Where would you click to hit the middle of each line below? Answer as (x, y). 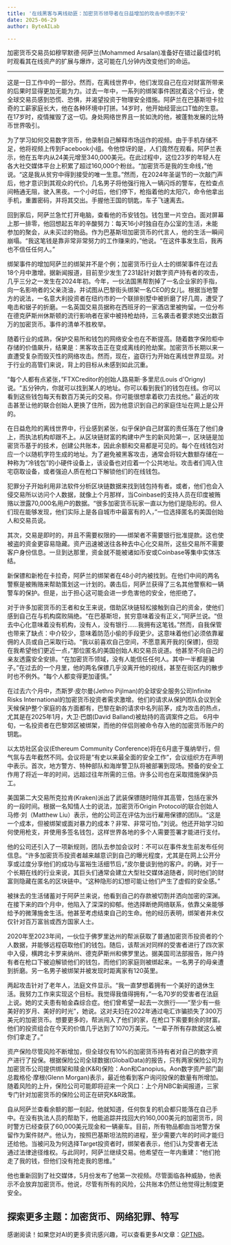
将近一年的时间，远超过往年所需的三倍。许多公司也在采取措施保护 (118, 775)
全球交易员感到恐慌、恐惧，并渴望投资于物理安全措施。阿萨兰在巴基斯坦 (109, 100)
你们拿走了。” (25, 1037)
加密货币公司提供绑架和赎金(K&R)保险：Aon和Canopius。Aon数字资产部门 (112, 1069)
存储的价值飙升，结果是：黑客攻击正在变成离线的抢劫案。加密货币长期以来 (112, 348)
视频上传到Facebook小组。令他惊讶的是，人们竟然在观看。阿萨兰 (123, 149)
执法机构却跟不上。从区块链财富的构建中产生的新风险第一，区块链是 (121, 437)
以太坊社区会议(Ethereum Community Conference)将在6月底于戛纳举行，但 (114, 749)
